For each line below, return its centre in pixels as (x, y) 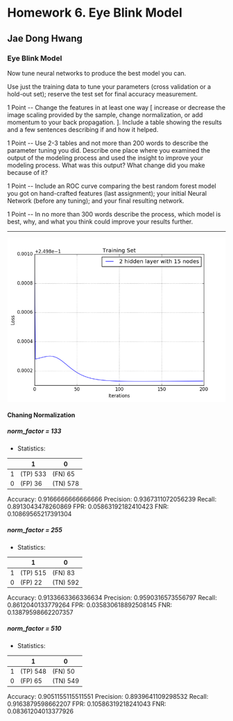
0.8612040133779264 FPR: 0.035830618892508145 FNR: (90, 605)
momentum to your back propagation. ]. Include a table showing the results (115, 122)
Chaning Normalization (41, 415)
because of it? (28, 172)
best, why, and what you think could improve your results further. (100, 221)
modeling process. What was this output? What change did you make (106, 165)
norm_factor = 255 (35, 529)
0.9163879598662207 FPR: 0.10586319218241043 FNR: (87, 704)
